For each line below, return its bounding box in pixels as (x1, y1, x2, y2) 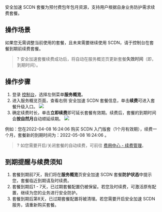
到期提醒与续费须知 (5, 158, 62, 166)
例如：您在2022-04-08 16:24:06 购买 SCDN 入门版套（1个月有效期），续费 (5, 126, 153, 132)
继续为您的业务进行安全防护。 (20, 190, 80, 196)
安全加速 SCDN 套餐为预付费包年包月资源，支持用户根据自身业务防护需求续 (5, 4, 155, 10)
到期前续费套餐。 (9, 46, 44, 51)
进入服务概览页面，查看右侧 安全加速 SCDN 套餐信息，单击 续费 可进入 (12, 98, 151, 103)
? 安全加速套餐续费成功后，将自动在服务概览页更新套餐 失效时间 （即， (16, 56, 156, 62)
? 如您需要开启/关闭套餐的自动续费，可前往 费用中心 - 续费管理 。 (16, 142, 147, 148)
